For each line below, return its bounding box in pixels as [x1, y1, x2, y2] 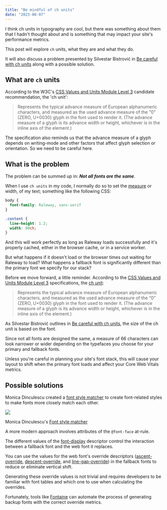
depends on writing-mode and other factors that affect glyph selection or [5, 140, 156, 146]
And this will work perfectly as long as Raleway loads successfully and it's [5, 239, 158, 245]
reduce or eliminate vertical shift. [5, 464, 73, 470]
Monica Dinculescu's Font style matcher [5, 419, 88, 425]
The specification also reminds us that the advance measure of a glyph [5, 135, 151, 141]
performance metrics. [5, 36, 50, 43]
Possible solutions [5, 381, 64, 389]
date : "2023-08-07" [5, 12, 46, 17]
